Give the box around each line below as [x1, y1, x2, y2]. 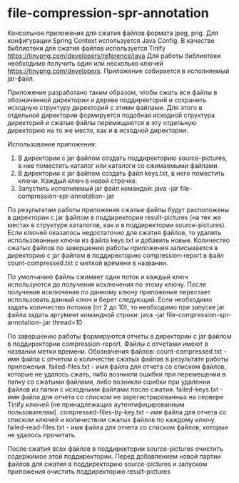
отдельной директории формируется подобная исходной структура [7, 111, 215, 119]
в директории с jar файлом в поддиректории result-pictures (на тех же [7, 213, 221, 221]
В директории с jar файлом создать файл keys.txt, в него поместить [17, 169, 225, 177]
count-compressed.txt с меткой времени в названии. [7, 259, 168, 267]
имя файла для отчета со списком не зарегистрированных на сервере [7, 392, 224, 401]
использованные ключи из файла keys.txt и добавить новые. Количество [7, 236, 230, 244]
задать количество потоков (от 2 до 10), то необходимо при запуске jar [7, 302, 225, 312]
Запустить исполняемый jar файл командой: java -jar [17, 184, 179, 192]
